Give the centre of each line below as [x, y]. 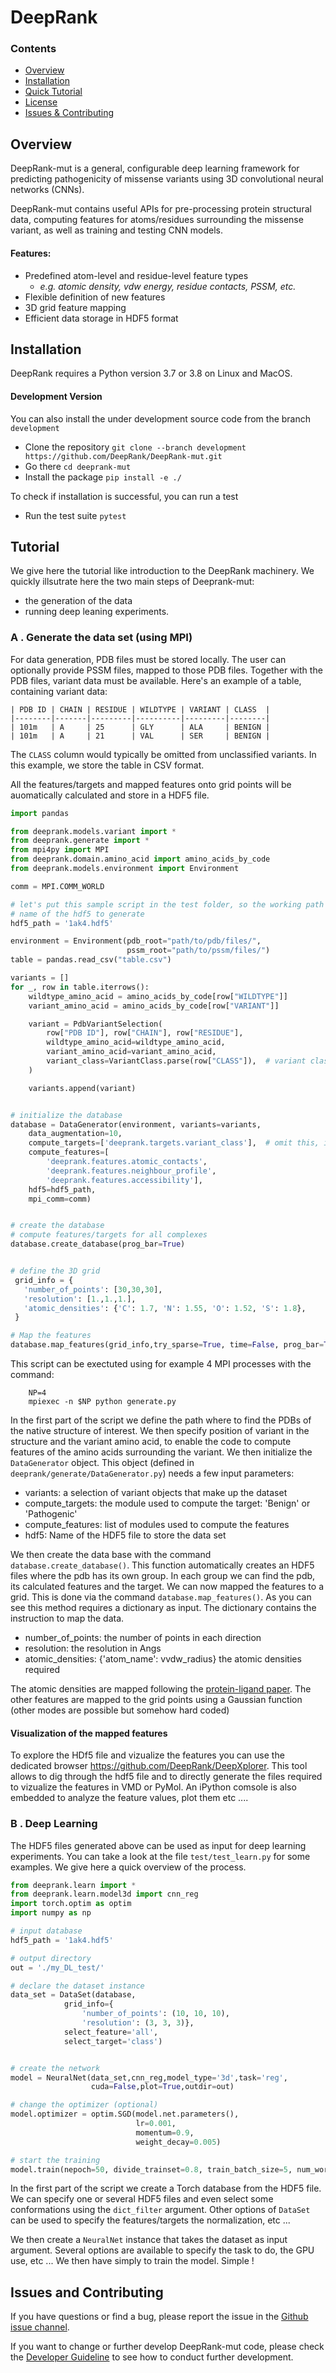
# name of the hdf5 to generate [77, 914]
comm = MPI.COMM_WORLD [57, 886]
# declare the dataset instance [77, 1986]
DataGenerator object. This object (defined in [102, 1462]
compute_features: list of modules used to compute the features [157, 1524]
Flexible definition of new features [95, 297]
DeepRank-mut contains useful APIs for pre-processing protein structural [161, 209]
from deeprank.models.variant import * [93, 831]
